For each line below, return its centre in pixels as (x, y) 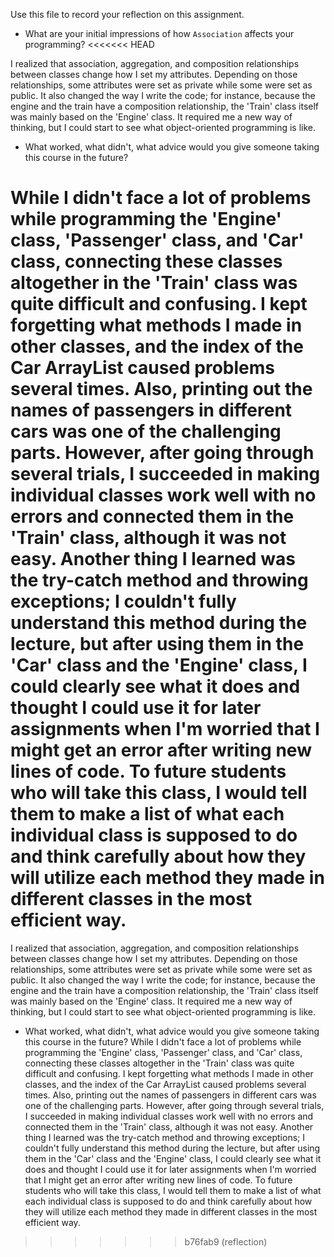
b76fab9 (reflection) (226, 1241)
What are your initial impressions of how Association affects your (159, 33)
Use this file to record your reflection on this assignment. (127, 14)
